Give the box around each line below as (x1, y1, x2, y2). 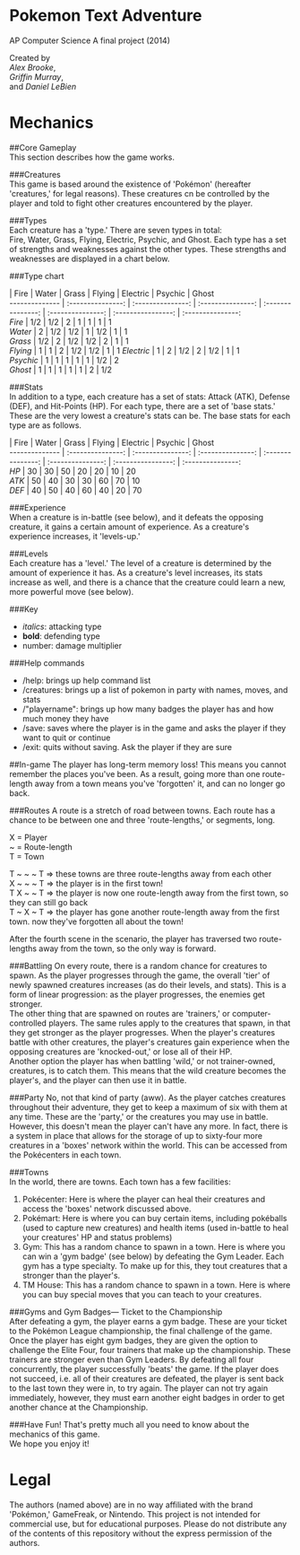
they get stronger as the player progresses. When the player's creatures (9, 1026, 276, 1037)
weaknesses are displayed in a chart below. (9, 253, 170, 264)
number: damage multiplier (21, 640, 123, 651)
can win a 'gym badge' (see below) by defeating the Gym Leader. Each (21, 1251, 285, 1262)
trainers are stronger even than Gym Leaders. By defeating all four (9, 1354, 254, 1365)
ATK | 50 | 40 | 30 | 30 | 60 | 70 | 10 (9, 475, 141, 485)
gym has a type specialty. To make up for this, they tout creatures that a (21, 1260, 288, 1271)
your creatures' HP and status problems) (21, 1231, 173, 1243)
